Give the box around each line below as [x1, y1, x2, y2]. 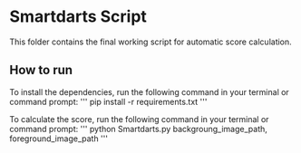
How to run [9, 62, 73, 78]
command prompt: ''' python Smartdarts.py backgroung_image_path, [9, 123, 267, 134]
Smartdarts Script [9, 6, 148, 27]
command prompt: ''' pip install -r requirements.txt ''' [9, 96, 208, 107]
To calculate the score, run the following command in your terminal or [9, 113, 269, 124]
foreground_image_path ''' [9, 133, 109, 144]
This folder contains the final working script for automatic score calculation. [9, 36, 292, 47]
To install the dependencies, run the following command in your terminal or [9, 86, 290, 97]
